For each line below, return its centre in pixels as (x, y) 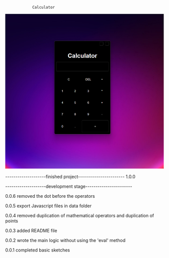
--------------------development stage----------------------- (69, 186)
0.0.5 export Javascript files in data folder (49, 206)
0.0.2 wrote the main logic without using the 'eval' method (65, 240)
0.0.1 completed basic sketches (38, 250)
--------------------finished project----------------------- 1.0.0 (70, 177)
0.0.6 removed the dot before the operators (50, 196)
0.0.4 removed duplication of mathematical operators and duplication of (80, 216)
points (12, 221)
